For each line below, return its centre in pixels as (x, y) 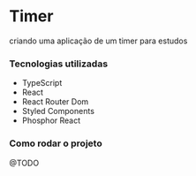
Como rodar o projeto (56, 143)
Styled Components (58, 111)
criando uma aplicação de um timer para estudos (98, 41)
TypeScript (42, 83)
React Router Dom (55, 102)
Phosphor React (51, 120)
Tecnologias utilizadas (59, 64)
